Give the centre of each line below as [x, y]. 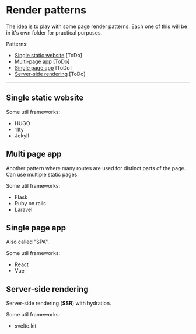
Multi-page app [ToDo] [42, 61]
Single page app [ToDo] [43, 67]
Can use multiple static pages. [42, 174]
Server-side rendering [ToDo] [50, 74]
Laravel [23, 209]
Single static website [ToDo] [48, 55]
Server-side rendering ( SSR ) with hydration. [59, 303]
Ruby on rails [30, 203]
